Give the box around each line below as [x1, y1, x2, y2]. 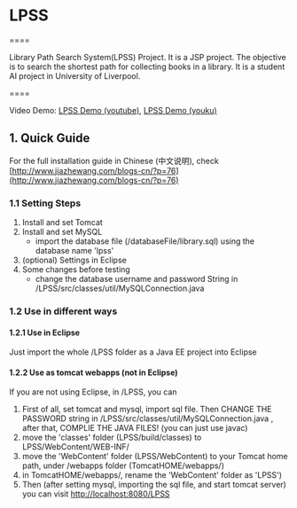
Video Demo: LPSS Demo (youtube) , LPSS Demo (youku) [9, 105, 217, 115]
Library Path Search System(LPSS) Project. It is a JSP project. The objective [9, 51, 286, 62]
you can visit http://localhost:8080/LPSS [21, 488, 170, 499]
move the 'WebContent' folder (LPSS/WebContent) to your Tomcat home [21, 451, 288, 462]
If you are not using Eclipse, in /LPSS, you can [9, 387, 177, 397]
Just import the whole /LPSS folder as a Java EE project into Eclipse [9, 347, 257, 357]
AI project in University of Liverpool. [9, 70, 141, 81]
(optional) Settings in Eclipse [21, 254, 127, 266]
